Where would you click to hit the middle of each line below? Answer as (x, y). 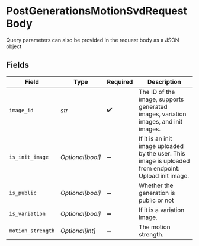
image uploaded (161, 146)
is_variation (28, 213)
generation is (157, 193)
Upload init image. (164, 175)
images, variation (163, 114)
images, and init (161, 121)
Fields (18, 65)
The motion (155, 227)
